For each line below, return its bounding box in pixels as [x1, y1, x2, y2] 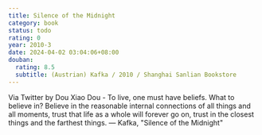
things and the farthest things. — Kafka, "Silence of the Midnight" [8, 118, 224, 127]
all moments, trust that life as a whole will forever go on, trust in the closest [8, 109, 255, 119]
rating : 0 [8, 33, 41, 42]
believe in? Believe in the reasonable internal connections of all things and [8, 101, 251, 110]
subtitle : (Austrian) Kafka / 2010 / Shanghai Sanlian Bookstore [15, 71, 237, 79]
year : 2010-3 [8, 41, 52, 49]
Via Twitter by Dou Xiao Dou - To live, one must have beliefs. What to [8, 92, 235, 102]
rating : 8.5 [15, 64, 56, 71]
